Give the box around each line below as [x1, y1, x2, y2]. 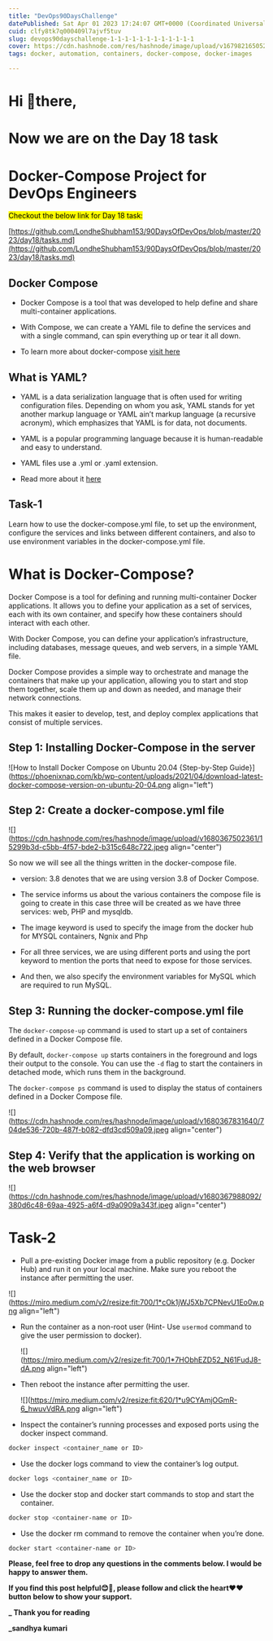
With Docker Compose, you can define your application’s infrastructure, [8, 633, 249, 644]
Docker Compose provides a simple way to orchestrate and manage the [8, 667, 249, 676]
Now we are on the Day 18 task [8, 130, 219, 147]
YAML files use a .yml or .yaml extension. [19, 458, 158, 468]
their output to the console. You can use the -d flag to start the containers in [8, 1058, 263, 1068]
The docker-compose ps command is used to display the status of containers [8, 1083, 262, 1093]
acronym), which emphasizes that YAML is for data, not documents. [19, 417, 248, 428]
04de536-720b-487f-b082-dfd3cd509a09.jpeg [8, 1125, 169, 1135]
